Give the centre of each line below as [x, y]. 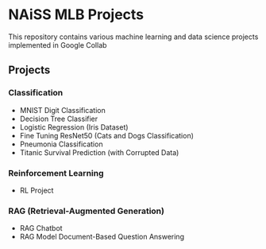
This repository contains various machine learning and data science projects [133, 37]
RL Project [37, 190]
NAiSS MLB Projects [76, 15]
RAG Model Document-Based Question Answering [102, 237]
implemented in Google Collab [58, 45]
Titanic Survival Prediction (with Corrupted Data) [99, 152]
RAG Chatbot [41, 228]
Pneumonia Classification [61, 144]
